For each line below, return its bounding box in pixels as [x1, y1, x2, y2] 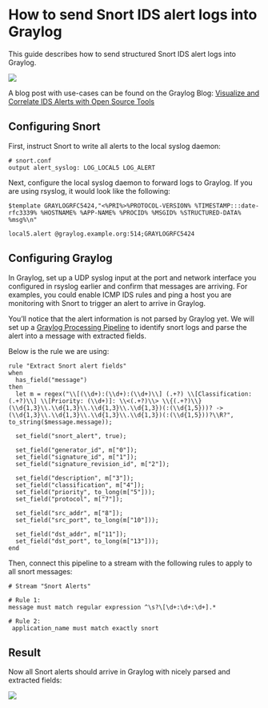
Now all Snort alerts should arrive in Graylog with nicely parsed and [8, 667, 230, 677]
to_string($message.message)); [8, 418, 113, 426]
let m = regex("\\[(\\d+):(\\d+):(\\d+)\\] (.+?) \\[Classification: [15, 390, 252, 398]
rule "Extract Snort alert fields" [8, 362, 127, 370]
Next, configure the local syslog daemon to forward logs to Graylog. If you [8, 178, 254, 187]
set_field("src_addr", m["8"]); [15, 509, 124, 517]
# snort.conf [8, 156, 52, 165]
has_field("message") [15, 376, 88, 384]
